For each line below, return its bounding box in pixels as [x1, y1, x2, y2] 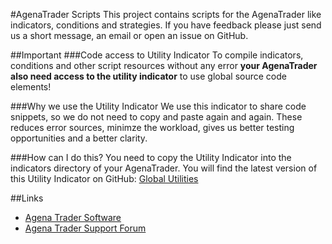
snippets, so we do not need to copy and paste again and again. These [10, 111, 303, 123]
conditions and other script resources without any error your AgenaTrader [10, 60, 318, 71]
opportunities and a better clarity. [10, 132, 148, 144]
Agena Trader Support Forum [24, 222, 147, 234]
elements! [10, 81, 52, 93]
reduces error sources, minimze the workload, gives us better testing [10, 122, 295, 133]
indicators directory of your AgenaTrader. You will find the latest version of [10, 162, 318, 174]
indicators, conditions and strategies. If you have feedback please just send [10, 19, 322, 31]
